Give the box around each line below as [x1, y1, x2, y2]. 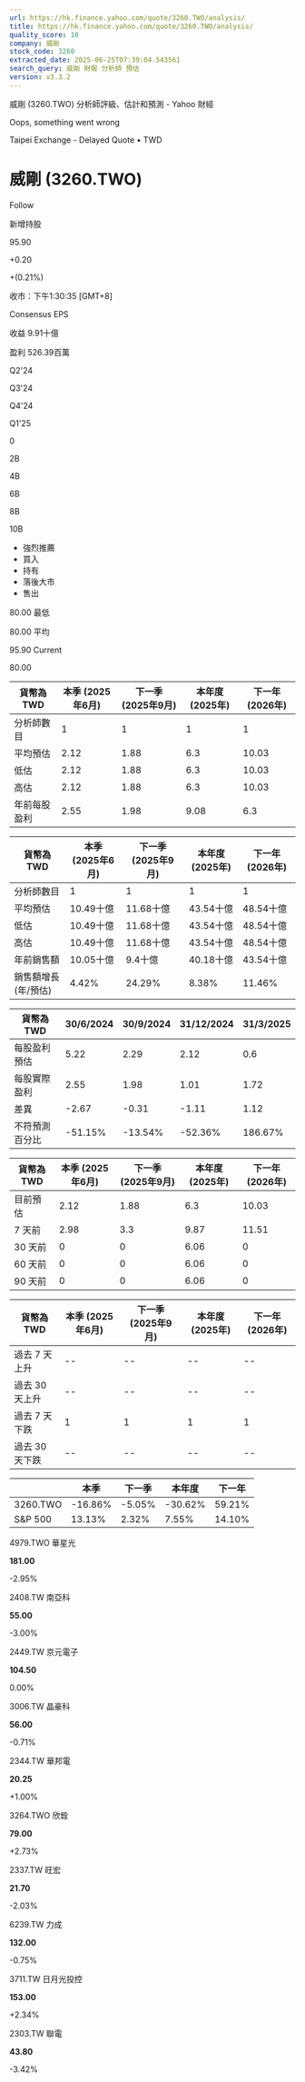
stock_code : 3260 [9, 47, 75, 56]
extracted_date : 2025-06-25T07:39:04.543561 [9, 55, 181, 65]
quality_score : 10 [9, 30, 79, 39]
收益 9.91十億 [9, 327, 59, 338]
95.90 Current [9, 644, 63, 655]
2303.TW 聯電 [9, 2027, 63, 2038]
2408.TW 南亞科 [9, 1591, 71, 1602]
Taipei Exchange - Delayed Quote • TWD [9, 134, 162, 145]
